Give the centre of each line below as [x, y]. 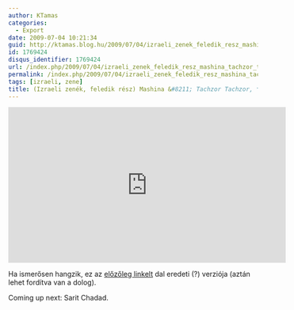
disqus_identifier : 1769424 [55, 60]
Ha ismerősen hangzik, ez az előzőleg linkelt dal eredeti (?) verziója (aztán [130, 274]
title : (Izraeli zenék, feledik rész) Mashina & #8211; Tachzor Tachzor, [131, 89]
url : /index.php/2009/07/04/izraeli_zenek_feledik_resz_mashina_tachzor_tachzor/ [147, 67]
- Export [30, 30]
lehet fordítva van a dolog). [52, 282]
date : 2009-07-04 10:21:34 [53, 38]
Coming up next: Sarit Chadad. [59, 298]
